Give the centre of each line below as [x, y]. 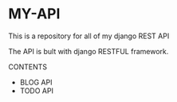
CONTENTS [28, 67]
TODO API [37, 90]
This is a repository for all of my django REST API [89, 36]
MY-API [34, 14]
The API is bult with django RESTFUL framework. [88, 51]
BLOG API [36, 82]
